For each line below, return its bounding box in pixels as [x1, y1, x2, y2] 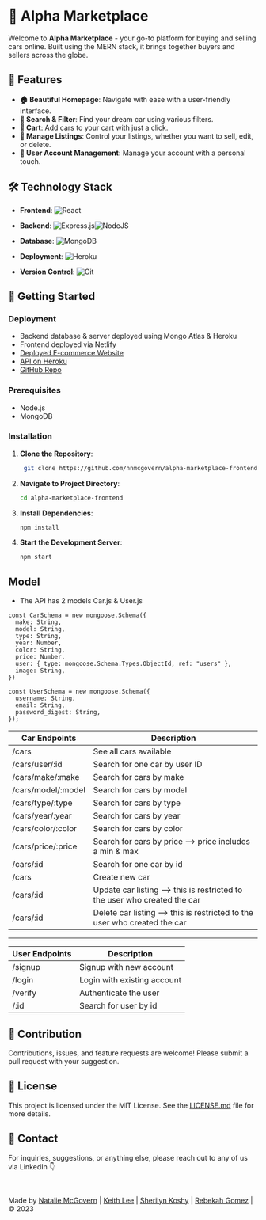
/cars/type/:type [12, 797, 73, 808]
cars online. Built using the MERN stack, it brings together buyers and [8, 41, 235, 51]
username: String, [15, 694, 77, 703]
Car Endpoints [21, 732, 77, 743]
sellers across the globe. [8, 50, 89, 59]
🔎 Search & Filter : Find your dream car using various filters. [19, 114, 214, 124]
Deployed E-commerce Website [19, 348, 124, 358]
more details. [8, 1108, 51, 1119]
